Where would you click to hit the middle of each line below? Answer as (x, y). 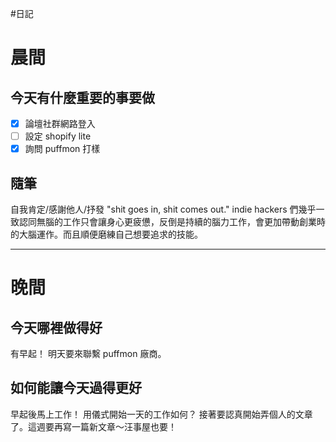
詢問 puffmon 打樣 (62, 149)
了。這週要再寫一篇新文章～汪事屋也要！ (93, 426)
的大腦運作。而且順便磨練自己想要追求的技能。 (106, 234)
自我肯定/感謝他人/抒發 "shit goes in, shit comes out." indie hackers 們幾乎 (163, 209)
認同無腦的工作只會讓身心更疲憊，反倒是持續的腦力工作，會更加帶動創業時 (172, 221)
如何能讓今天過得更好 (76, 388)
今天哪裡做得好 (56, 327)
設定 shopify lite (58, 136)
